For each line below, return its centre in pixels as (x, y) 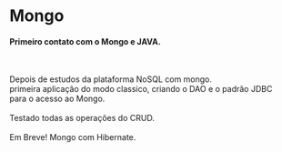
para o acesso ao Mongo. (57, 99)
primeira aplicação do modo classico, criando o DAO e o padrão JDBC (141, 89)
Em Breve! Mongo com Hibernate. (73, 137)
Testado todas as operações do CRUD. (82, 118)
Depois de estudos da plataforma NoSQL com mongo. (111, 79)
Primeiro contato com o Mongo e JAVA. (85, 41)
